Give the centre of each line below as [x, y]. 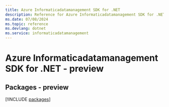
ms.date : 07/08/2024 [27, 19]
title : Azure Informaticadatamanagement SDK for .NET [63, 10]
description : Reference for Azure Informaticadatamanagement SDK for [80, 15]
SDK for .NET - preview [55, 69]
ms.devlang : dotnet [26, 29]
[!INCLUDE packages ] [28, 99]
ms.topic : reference [27, 24]
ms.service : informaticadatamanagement [47, 33]
